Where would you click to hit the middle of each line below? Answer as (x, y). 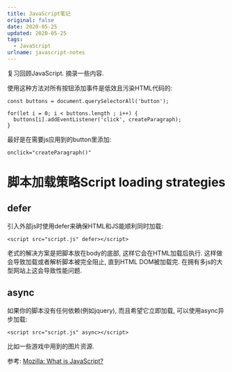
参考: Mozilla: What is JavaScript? (56, 361)
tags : (15, 40)
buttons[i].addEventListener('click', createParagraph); (98, 119)
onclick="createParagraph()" (49, 153)
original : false (31, 20)
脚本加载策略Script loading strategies (116, 183)
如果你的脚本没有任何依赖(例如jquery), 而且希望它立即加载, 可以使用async (113, 310)
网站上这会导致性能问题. (48, 270)
